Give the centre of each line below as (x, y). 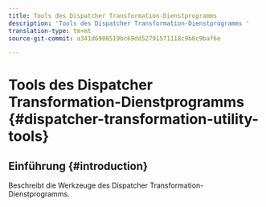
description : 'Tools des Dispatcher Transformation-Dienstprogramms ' (129, 23)
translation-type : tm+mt (50, 31)
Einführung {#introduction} (78, 166)
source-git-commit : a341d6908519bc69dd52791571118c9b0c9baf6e (115, 38)
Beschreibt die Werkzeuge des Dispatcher (78, 185)
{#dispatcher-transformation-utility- (133, 120)
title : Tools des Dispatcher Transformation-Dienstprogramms (113, 16)
